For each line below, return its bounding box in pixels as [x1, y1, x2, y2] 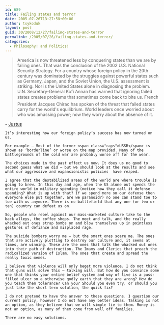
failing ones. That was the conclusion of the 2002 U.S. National [17, 62, 145, 68]
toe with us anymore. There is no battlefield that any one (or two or [5, 199, 155, 204]
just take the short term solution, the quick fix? [5, 285, 113, 290]
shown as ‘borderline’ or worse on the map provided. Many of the [5, 148, 144, 153]
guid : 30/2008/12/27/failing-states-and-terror [5, 30, 105, 35]
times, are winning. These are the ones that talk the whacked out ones [5, 242, 157, 247]
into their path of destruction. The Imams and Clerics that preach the [5, 246, 157, 251]
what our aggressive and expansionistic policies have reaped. [5, 169, 139, 174]
